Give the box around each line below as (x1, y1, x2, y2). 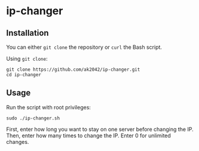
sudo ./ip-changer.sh (6, 115, 60, 121)
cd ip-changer (6, 72, 42, 78)
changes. (6, 138, 29, 145)
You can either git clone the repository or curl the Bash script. (6, 43, 163, 51)
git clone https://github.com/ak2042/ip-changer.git (6, 67, 140, 73)
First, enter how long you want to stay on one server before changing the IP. (6, 125, 194, 133)
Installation (6, 28, 49, 38)
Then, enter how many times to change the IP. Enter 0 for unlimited (6, 132, 172, 139)
